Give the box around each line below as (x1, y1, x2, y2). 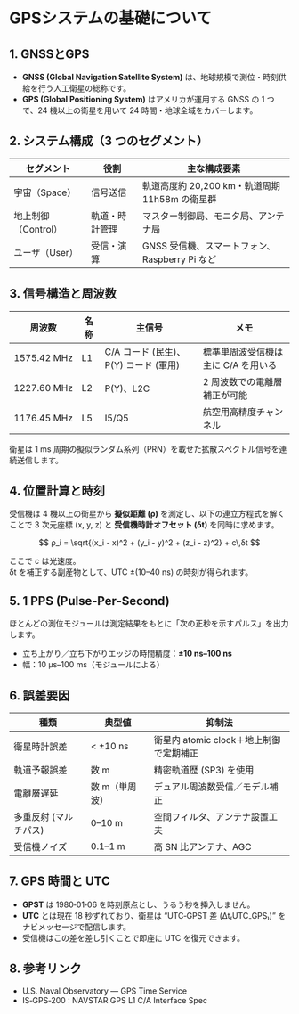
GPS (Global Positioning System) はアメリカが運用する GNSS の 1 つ (21, 94, 275, 104)
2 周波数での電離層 (203, 375, 283, 388)
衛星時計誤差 (13, 740, 69, 753)
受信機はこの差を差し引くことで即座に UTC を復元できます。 (21, 932, 246, 943)
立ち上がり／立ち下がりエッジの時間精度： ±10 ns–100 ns (21, 648, 233, 659)
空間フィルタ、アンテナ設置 (153, 811, 270, 823)
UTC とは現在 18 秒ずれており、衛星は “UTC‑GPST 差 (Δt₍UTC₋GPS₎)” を (21, 910, 287, 920)
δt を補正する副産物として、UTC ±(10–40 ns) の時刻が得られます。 (9, 567, 254, 577)
